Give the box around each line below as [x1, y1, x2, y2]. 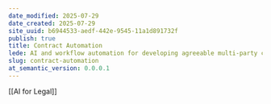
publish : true [8, 34, 56, 43]
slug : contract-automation [8, 57, 99, 65]
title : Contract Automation [8, 42, 103, 50]
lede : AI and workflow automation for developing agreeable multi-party [8, 49, 258, 57]
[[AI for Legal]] [8, 86, 58, 96]
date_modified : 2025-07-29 [8, 11, 99, 20]
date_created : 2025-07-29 [8, 19, 95, 27]
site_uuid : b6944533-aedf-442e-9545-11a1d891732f [8, 27, 179, 35]
